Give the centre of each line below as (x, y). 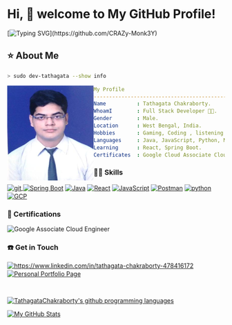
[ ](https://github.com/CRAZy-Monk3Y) (82, 33)
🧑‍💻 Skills (108, 173)
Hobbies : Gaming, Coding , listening (158, 133)
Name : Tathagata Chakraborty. (153, 104)
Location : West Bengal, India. (148, 126)
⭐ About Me (33, 56)
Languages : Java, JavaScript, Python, (157, 140)
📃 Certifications (34, 214)
